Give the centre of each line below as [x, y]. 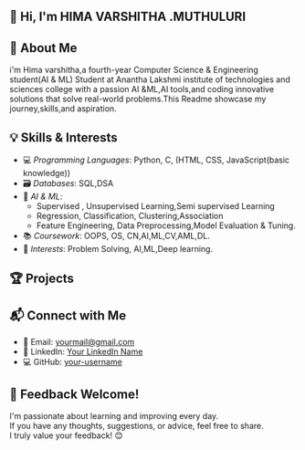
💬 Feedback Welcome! [74, 394]
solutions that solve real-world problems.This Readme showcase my [138, 99]
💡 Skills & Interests [64, 137]
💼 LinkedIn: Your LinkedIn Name [83, 351]
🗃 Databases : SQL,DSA [68, 183]
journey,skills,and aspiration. [63, 109]
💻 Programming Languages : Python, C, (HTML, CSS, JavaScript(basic [156, 160]
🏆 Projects [42, 279]
